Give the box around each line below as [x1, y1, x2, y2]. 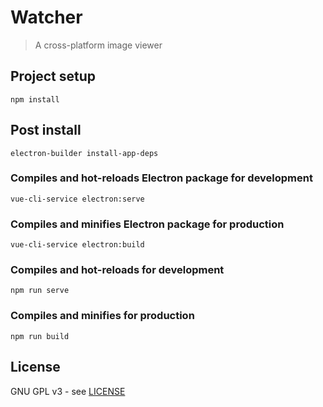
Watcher [10, 6, 83, 29]
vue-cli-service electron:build [10, 240, 145, 250]
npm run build [10, 331, 70, 341]
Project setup [10, 68, 97, 85]
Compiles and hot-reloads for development [10, 263, 225, 277]
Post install [10, 122, 82, 139]
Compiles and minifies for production [10, 309, 195, 323]
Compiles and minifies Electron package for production [10, 217, 285, 231]
